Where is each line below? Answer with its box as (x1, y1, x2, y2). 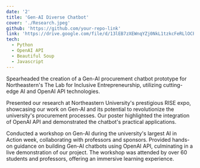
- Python (11, 42, 33, 48)
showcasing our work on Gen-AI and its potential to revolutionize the (6, 105, 174, 113)
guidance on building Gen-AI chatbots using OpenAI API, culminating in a (14, 142, 193, 150)
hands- (171, 136, 190, 143)
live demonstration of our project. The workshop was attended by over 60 (6, 148, 187, 155)
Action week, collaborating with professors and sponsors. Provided (6, 136, 171, 143)
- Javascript (11, 58, 44, 64)
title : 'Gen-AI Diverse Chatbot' (6, 14, 89, 20)
